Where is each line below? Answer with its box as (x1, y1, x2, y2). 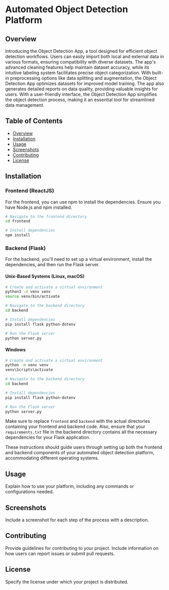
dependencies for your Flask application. (5, 434, 91, 441)
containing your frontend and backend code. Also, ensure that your (5, 423, 146, 430)
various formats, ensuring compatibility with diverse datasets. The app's (5, 59, 156, 65)
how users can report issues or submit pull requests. (5, 550, 115, 556)
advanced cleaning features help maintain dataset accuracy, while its (5, 65, 149, 70)
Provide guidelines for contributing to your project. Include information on (5, 545, 159, 551)
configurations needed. (5, 489, 54, 495)
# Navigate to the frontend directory (5, 214, 87, 219)
